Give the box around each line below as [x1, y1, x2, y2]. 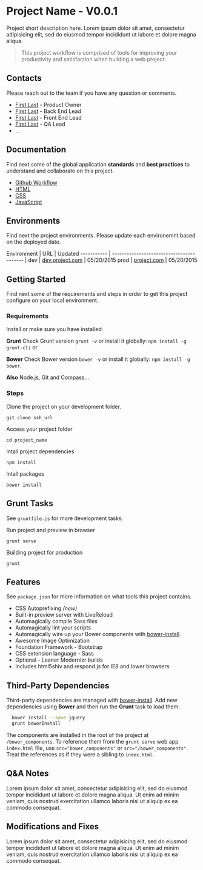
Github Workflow [15, 179, 58, 186]
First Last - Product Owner [15, 101, 82, 108]
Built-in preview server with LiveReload [15, 611, 113, 618]
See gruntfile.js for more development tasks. [6, 515, 124, 522]
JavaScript [15, 198, 42, 205]
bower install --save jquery [12, 715, 85, 721]
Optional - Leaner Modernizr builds [15, 656, 103, 663]
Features [6, 577, 41, 587]
